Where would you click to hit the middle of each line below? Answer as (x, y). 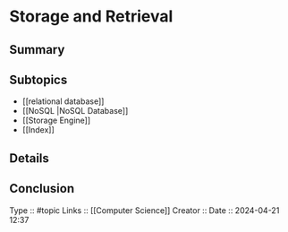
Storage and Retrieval (91, 17)
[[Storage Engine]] (56, 120)
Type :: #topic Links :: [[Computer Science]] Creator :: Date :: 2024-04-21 (144, 210)
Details (29, 158)
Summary (37, 50)
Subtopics (38, 79)
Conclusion (42, 189)
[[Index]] (38, 130)
